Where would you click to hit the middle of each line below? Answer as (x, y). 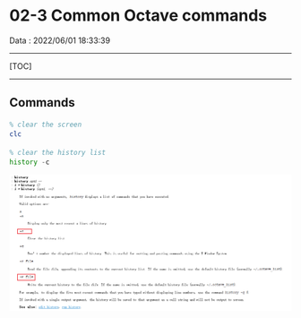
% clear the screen (46, 125)
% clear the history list (57, 153)
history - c (30, 162)
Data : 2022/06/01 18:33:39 (60, 40)
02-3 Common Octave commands (138, 16)
